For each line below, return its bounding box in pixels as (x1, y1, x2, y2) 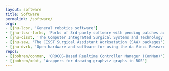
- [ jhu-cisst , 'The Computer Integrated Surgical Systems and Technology (5, 35, 163, 40)
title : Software (5, 12, 39, 17)
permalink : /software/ (5, 16, 53, 21)
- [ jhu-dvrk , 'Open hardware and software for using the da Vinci (5, 44, 147, 49)
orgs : (5, 21, 17, 26)
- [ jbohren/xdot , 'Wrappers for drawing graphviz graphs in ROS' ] (5, 58, 147, 63)
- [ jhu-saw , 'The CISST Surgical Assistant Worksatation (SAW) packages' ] (5, 40, 165, 45)
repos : (5, 49, 19, 54)
